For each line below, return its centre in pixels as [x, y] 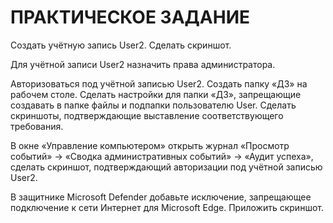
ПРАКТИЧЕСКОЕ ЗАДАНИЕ [130, 17]
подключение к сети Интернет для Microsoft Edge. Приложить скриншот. [167, 207]
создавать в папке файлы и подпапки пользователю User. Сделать [153, 105]
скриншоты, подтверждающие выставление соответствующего [147, 115]
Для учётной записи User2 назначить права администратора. [143, 64]
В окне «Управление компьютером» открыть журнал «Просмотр [150, 145]
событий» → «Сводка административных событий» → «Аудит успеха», [162, 156]
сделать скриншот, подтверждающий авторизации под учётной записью [166, 167]
